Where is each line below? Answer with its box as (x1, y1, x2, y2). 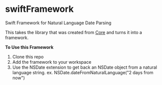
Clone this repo (12, 53, 44, 60)
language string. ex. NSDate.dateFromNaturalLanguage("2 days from (12, 69, 154, 75)
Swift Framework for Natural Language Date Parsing (5, 20, 111, 26)
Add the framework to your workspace (12, 59, 92, 65)
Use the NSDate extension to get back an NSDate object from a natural (12, 64, 158, 70)
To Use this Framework (5, 44, 54, 50)
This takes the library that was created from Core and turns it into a (5, 29, 142, 35)
